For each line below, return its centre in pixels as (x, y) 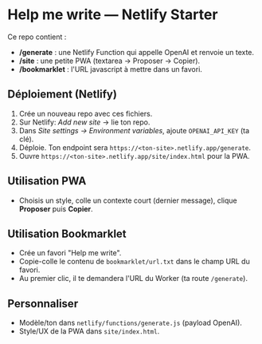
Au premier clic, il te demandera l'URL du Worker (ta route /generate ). (133, 279)
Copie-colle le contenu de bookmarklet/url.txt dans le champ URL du (134, 262)
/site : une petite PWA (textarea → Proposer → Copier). (109, 61)
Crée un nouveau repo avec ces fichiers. (86, 113)
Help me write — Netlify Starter (113, 15)
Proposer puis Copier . (56, 208)
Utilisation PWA (47, 181)
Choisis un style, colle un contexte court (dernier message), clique (128, 200)
